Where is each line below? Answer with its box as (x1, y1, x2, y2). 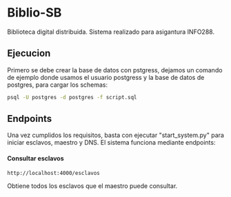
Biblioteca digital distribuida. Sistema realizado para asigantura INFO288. (7, 28, 215, 36)
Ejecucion (7, 48, 51, 59)
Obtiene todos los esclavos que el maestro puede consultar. (7, 181, 178, 190)
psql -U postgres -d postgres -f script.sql (7, 94, 137, 101)
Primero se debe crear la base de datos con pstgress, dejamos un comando (7, 65, 223, 74)
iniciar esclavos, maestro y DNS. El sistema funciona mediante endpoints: (7, 138, 216, 147)
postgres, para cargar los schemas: (7, 81, 108, 89)
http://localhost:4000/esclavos (7, 169, 100, 176)
